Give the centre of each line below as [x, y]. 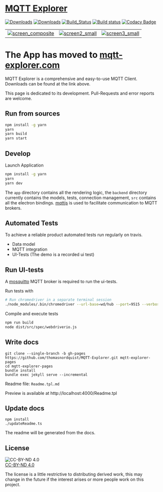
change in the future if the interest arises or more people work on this [74, 479]
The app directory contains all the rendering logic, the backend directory [76, 192]
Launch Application [24, 165]
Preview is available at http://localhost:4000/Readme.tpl [61, 393]
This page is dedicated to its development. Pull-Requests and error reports [80, 93]
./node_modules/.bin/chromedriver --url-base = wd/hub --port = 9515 [72, 305]
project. [13, 485]
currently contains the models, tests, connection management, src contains [81, 198]
